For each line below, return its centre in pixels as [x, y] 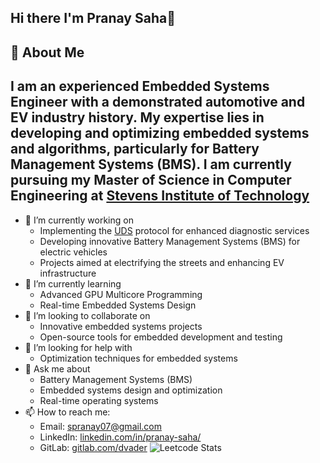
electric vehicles [73, 252]
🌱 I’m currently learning [73, 283]
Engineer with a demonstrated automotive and [158, 102]
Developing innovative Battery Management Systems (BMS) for [170, 241]
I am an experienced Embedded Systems [140, 86]
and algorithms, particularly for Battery [135, 149]
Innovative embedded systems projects [121, 326]
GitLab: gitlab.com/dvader [93, 447]
